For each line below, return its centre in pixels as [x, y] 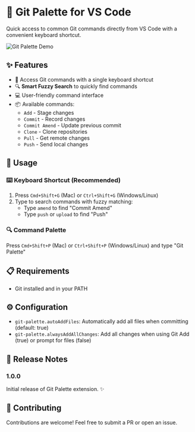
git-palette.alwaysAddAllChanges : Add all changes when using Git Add [102, 334]
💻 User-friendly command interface [59, 95]
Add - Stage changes [49, 112]
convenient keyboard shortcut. [44, 35]
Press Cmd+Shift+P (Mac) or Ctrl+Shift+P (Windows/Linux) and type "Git [95, 245]
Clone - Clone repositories [56, 132]
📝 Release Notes [37, 359]
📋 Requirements [38, 271]
